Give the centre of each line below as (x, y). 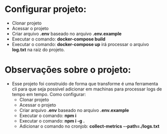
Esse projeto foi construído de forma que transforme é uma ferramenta (85, 83)
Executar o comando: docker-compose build (58, 39)
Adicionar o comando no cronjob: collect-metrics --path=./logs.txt (89, 126)
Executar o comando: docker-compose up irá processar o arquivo (80, 44)
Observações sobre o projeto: (68, 70)
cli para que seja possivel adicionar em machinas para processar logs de (87, 89)
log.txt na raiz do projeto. (38, 49)
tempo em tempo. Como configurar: (49, 94)
